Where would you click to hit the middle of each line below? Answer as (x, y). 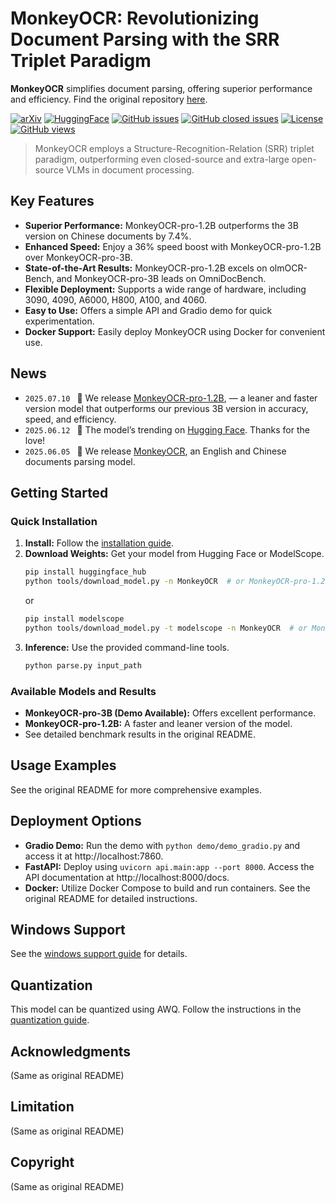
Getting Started (59, 492)
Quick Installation (54, 521)
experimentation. (59, 321)
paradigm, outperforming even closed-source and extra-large (162, 159)
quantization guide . (50, 1020)
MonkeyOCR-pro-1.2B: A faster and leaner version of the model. (158, 723)
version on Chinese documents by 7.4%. (108, 236)
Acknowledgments (71, 1051)
